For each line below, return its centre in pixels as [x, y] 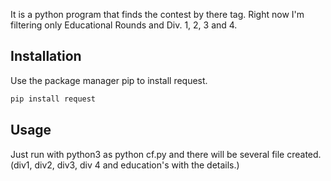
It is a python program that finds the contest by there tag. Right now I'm [157, 14]
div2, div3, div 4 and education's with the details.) [137, 165]
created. [304, 154]
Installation [46, 56]
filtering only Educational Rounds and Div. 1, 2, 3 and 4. [124, 25]
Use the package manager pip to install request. [109, 80]
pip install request [53, 99]
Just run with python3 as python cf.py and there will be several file [147, 154]
